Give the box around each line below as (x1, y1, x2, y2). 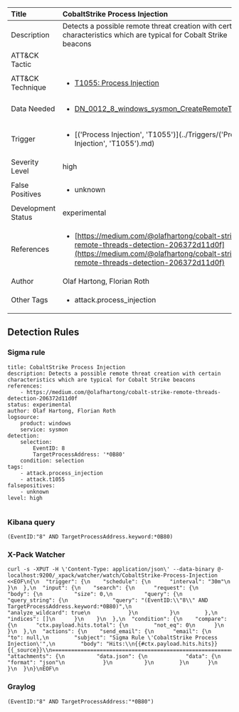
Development (11, 203, 55, 213)
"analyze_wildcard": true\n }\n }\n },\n (7, 610, 218, 617)
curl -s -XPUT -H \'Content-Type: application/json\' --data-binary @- (7, 565, 224, 573)
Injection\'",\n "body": (7, 640, 103, 648)
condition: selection (20, 457, 84, 464)
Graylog (7, 682, 36, 692)
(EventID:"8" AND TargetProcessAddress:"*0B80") (7, 698, 154, 705)
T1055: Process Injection (74, 78, 159, 87)
